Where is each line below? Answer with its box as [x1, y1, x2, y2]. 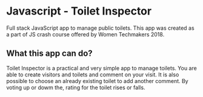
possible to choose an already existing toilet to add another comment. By [6, 77, 189, 84]
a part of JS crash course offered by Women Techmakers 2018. [6, 30, 165, 38]
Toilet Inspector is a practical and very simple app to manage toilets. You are [6, 64, 197, 72]
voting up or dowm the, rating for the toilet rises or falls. [6, 84, 145, 91]
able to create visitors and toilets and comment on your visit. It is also [6, 71, 179, 78]
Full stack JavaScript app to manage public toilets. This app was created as [6, 24, 195, 32]
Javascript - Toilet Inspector [6, 4, 152, 18]
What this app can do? [6, 48, 93, 59]
